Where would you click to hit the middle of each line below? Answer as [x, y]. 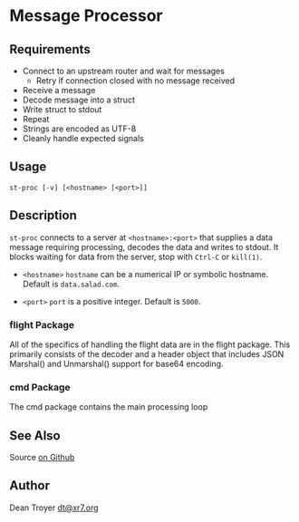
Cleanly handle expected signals [83, 138]
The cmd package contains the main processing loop [109, 407]
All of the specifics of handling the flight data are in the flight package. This [150, 344]
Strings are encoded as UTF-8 [79, 129]
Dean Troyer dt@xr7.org [54, 507]
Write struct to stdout [62, 109]
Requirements [50, 49]
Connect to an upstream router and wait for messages [123, 71]
